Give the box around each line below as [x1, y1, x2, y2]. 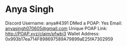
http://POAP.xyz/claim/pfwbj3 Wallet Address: [5, 30, 100, 36]
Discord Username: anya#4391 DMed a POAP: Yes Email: [5, 20, 123, 26]
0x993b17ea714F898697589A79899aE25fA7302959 [5, 36, 114, 42]
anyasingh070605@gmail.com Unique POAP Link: [5, 25, 108, 31]
